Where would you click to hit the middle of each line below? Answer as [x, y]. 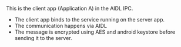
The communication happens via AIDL [61, 26]
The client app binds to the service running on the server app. [90, 19]
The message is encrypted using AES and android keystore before [95, 32]
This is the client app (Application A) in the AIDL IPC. [70, 8]
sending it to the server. [43, 38]
